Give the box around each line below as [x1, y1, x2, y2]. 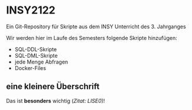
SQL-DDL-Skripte [14, 45, 57, 53]
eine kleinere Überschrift [6, 82, 100, 92]
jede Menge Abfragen [14, 58, 69, 65]
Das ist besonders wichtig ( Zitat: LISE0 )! [6, 97, 105, 104]
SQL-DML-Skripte [14, 52, 58, 59]
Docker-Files [14, 64, 46, 71]
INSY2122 [6, 4, 56, 17]
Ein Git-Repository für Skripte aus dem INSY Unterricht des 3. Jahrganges [6, 23, 186, 30]
